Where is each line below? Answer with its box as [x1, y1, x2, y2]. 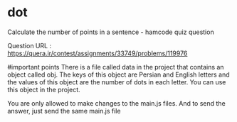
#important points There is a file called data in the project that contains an [7, 62, 224, 71]
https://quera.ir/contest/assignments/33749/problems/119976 [7, 49, 188, 57]
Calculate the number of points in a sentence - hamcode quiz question [7, 28, 215, 36]
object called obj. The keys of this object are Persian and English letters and [7, 70, 230, 79]
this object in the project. [7, 85, 80, 94]
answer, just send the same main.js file [7, 106, 121, 115]
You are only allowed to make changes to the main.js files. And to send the [7, 99, 226, 107]
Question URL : [7, 41, 52, 50]
